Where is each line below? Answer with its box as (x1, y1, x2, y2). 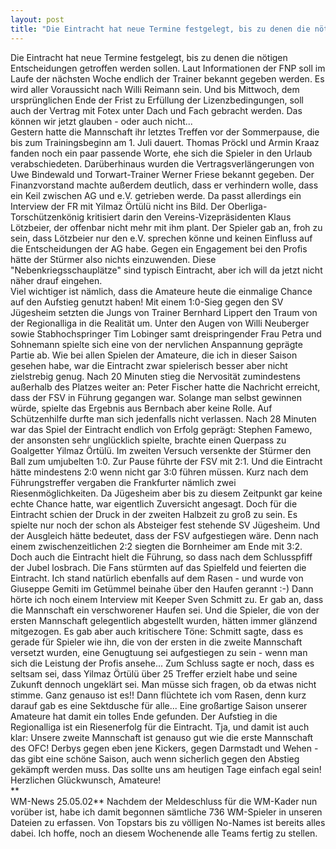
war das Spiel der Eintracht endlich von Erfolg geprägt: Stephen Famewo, (10, 423, 313, 435)
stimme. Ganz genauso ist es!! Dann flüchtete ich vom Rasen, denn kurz (10, 689, 307, 701)
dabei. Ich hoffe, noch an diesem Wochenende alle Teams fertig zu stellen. (10, 827, 318, 839)
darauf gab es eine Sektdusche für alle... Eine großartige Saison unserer (10, 699, 308, 711)
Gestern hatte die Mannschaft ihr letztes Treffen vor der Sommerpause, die (10, 126, 320, 138)
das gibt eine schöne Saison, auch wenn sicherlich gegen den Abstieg (10, 752, 300, 765)
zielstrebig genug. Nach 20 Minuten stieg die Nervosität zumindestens (10, 370, 301, 382)
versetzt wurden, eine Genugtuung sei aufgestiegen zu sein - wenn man (10, 646, 308, 658)
